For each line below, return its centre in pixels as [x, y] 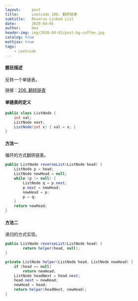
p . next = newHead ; [42, 188]
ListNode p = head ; [34, 169]
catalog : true [20, 38]
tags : [11, 47]
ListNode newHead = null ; [41, 174]
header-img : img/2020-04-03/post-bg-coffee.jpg [55, 33]
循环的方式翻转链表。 [27, 155]
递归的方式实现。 [22, 234]
